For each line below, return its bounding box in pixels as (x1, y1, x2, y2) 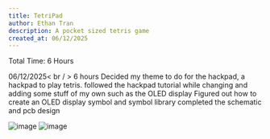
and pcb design (8, 106, 60, 116)
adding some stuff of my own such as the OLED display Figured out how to (8, 89, 257, 99)
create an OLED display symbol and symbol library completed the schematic (8, 97, 262, 107)
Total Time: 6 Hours (8, 56, 74, 66)
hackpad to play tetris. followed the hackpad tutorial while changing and (8, 80, 248, 90)
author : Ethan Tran (8, 19, 74, 27)
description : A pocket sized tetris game (8, 27, 150, 35)
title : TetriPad (8, 11, 63, 20)
